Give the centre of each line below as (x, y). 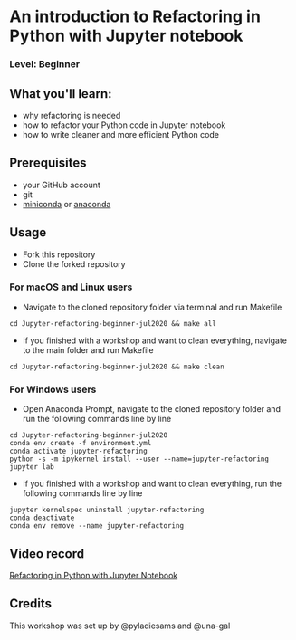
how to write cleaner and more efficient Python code (121, 134)
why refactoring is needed (72, 115)
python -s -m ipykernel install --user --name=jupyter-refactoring (139, 459)
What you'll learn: (61, 94)
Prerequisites (48, 163)
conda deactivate (42, 518)
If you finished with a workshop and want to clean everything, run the (152, 484)
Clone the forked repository (74, 263)
